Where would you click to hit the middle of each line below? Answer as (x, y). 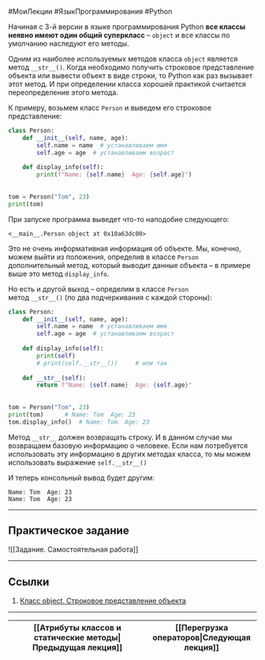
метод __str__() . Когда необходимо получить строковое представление (131, 67)
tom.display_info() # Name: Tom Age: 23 (79, 422)
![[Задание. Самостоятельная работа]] (73, 549)
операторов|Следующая (202, 638)
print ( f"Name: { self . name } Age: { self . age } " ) (114, 175)
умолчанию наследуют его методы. (69, 43)
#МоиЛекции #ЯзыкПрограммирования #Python (90, 11)
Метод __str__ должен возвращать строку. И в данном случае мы (120, 437)
